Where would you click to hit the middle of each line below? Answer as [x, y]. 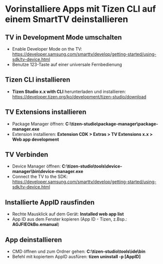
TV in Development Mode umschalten [63, 37]
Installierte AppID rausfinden [50, 202]
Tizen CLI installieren [38, 80]
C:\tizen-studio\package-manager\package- [112, 124]
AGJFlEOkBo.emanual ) [36, 225]
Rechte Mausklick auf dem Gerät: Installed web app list [68, 214]
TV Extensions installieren [46, 112]
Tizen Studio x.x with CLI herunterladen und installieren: [69, 92]
